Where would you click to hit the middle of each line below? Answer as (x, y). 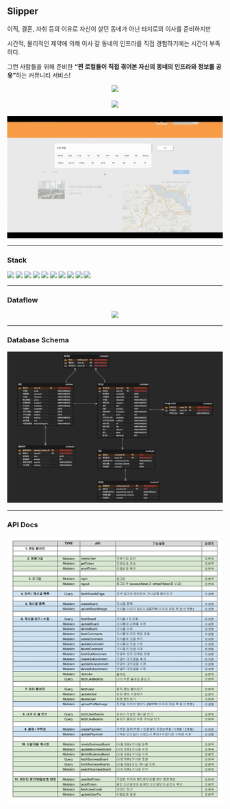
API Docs (23, 524)
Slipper (23, 11)
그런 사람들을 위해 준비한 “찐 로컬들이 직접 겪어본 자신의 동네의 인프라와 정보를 (111, 66)
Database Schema (38, 340)
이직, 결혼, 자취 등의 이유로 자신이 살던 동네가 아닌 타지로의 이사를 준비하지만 (109, 29)
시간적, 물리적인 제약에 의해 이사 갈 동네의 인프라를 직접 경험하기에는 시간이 (107, 43)
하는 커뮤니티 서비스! (43, 75)
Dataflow (23, 300)
